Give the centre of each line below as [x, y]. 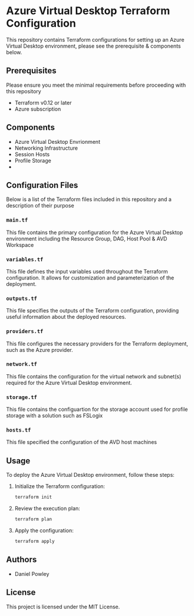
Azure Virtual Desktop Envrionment [57, 141]
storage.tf [22, 397]
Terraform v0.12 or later [43, 103]
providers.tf [25, 332]
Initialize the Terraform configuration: [60, 486]
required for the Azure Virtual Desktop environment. [69, 383]
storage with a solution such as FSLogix [55, 416]
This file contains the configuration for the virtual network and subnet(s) [94, 376]
